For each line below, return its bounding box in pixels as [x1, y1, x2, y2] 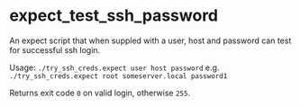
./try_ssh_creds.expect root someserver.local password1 [9, 71, 228, 81]
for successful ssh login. [9, 44, 101, 55]
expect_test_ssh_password [9, 5, 219, 26]
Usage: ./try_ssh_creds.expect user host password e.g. [9, 62, 220, 73]
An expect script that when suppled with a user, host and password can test [9, 35, 292, 46]
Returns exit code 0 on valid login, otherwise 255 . [9, 87, 191, 98]
